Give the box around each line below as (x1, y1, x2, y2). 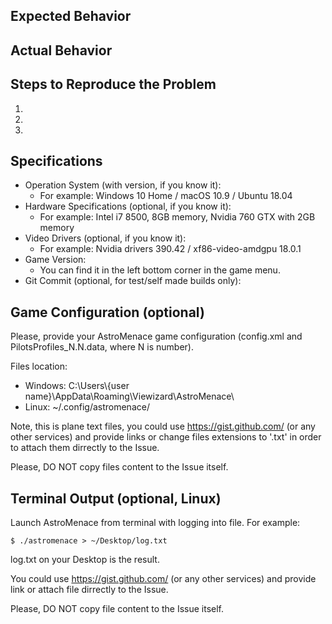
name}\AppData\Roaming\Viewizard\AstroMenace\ (24, 390, 235, 403)
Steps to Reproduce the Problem (10, 76, 217, 93)
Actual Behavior (10, 42, 113, 59)
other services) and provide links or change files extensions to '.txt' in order (10, 431, 322, 443)
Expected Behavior (10, 8, 132, 25)
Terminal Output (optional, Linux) (10, 490, 222, 507)
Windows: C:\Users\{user (24, 380, 130, 392)
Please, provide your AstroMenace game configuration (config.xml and (10, 330, 303, 343)
